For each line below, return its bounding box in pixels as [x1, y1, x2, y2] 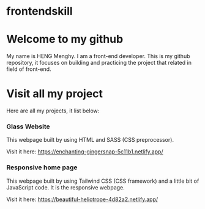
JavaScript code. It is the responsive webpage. [6, 183, 125, 191]
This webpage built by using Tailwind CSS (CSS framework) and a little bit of [6, 177, 199, 185]
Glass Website [6, 122, 50, 131]
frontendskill [6, 4, 73, 18]
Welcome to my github [6, 32, 124, 46]
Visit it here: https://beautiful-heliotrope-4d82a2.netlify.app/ [6, 196, 158, 203]
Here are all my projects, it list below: [6, 107, 100, 114]
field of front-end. [6, 65, 51, 73]
